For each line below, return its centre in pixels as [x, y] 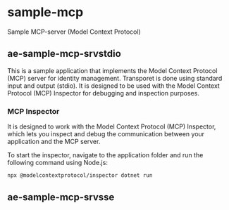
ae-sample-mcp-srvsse [61, 197]
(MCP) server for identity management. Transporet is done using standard [115, 78]
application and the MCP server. [54, 142]
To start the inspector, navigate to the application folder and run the [105, 155]
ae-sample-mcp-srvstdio [64, 54]
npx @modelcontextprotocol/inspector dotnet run [80, 176]
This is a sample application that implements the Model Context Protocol [112, 70]
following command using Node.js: [57, 163]
